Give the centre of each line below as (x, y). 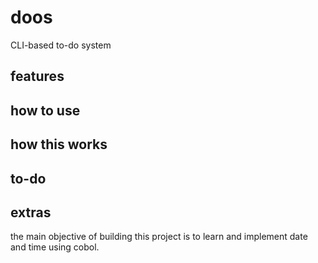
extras (31, 212)
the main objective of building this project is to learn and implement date (159, 237)
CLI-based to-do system (61, 45)
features (37, 76)
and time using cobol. (55, 247)
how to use (45, 110)
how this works (59, 144)
